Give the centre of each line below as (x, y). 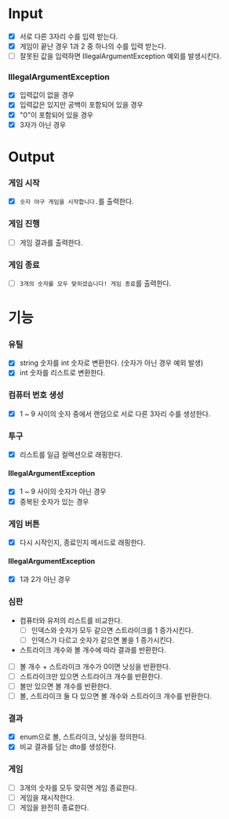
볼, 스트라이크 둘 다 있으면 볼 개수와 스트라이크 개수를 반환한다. (116, 696)
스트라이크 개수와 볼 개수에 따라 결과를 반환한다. (93, 649)
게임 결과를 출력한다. (51, 242)
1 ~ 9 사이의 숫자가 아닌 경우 (63, 492)
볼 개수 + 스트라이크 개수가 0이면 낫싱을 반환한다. (95, 666)
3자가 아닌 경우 (43, 124)
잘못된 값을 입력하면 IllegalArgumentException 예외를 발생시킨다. (120, 57)
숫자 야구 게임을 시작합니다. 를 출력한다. (77, 202)
